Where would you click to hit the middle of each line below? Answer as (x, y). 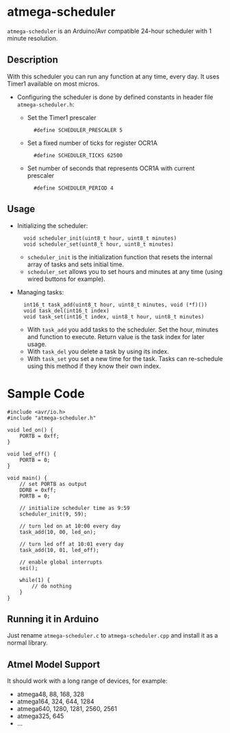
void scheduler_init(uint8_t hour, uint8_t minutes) (100, 238)
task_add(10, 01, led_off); (59, 550)
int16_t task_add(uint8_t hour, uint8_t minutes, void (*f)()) (115, 305)
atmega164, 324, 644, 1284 (55, 701)
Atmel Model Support (54, 664)
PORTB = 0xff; (39, 436)
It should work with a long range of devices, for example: (87, 681)
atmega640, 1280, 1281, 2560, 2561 (67, 709)
